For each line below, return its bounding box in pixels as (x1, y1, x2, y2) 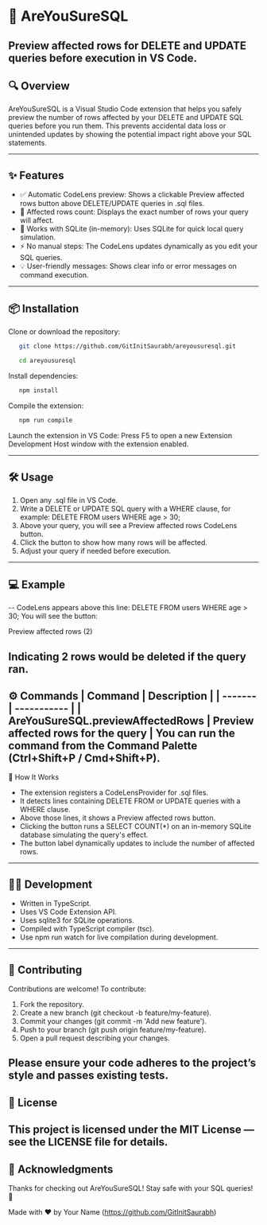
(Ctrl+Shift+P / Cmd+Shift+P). (8, 751, 161, 764)
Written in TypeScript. (19, 899, 91, 908)
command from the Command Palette (8, 739, 198, 752)
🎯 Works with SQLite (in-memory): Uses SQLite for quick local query (19, 224, 244, 234)
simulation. (19, 232, 56, 242)
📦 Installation (8, 301, 79, 315)
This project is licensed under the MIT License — (8, 1123, 255, 1137)
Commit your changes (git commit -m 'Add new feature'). (19, 1016, 207, 1025)
